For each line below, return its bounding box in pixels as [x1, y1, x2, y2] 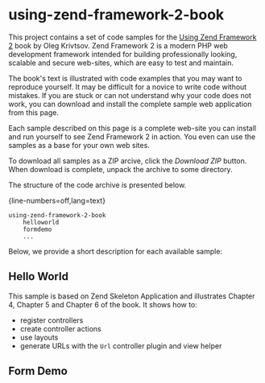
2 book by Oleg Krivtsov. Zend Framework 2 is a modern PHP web [8, 40, 228, 50]
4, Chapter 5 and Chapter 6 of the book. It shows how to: [8, 299, 197, 309]
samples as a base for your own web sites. [8, 140, 151, 150]
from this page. [8, 107, 59, 117]
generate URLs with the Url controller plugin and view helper [19, 340, 222, 351]
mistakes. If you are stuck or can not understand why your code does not [8, 90, 252, 100]
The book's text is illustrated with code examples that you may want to [8, 73, 242, 83]
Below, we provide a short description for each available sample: [8, 246, 223, 256]
